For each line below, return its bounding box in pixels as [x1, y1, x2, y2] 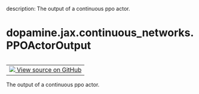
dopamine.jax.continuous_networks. [6, 26, 194, 40]
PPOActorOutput [6, 39, 91, 53]
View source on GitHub [17, 65, 82, 74]
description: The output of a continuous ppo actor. [6, 5, 130, 12]
